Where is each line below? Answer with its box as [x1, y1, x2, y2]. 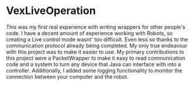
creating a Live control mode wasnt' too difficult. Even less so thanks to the [6, 36, 188, 43]
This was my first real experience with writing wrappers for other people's [6, 23, 186, 30]
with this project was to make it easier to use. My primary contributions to [6, 48, 185, 55]
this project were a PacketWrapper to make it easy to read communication [6, 54, 186, 61]
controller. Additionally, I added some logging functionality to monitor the [6, 67, 183, 74]
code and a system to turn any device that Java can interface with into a [6, 60, 181, 68]
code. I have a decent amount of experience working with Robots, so [6, 29, 173, 36]
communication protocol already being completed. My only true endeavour [6, 42, 188, 49]
